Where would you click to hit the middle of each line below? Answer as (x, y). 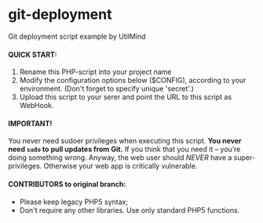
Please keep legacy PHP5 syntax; (73, 202)
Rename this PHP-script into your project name (95, 72)
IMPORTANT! (30, 123)
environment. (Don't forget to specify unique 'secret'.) (107, 89)
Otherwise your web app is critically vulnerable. (121, 166)
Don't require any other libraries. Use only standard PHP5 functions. (130, 210)
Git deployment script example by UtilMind (77, 36)
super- (245, 158)
